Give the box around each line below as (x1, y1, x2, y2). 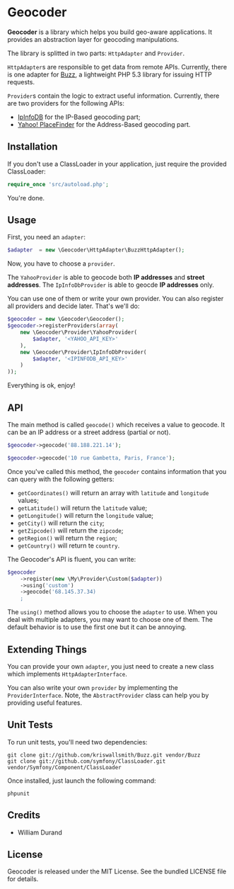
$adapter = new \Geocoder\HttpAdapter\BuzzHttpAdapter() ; (7, 247, 185, 254)
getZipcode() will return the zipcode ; (17, 526, 124, 535)
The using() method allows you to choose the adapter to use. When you (7, 608, 218, 616)
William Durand (17, 828, 62, 837)
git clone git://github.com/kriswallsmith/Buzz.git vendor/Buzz (7, 752, 201, 759)
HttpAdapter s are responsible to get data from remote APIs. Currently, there (7, 62, 228, 71)
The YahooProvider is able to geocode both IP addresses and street (7, 273, 205, 282)
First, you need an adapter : (7, 233, 86, 242)
